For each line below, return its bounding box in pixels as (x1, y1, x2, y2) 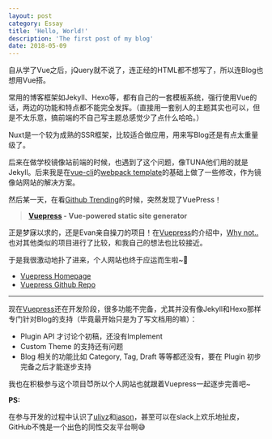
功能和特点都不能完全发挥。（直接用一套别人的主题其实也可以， (43, 103, 253, 113)
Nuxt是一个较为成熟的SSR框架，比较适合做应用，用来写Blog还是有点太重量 (8, 130, 259, 140)
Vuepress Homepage (19, 271, 91, 281)
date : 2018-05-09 (8, 42, 67, 50)
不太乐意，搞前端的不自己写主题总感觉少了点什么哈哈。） (15, 113, 204, 122)
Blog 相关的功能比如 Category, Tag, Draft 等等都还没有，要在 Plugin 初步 (19, 352, 261, 361)
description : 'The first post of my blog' (8, 34, 154, 43)
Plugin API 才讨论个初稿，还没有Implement (19, 331, 164, 341)
